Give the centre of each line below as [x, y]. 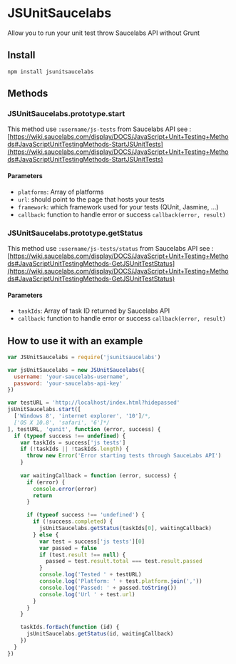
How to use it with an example [75, 341]
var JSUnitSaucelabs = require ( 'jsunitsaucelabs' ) [84, 357]
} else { [46, 535]
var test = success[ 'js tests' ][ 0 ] [92, 541]
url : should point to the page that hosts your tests [91, 199]
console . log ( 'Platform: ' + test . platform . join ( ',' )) [120, 581]
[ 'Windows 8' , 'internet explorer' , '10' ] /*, [83, 416]
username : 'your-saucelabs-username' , [72, 377]
